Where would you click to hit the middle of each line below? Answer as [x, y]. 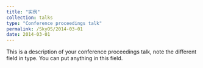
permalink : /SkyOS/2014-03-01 [45, 29]
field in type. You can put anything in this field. [65, 58]
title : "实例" [23, 12]
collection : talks [30, 18]
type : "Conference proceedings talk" [54, 23]
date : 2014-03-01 [28, 35]
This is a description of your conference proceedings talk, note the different [101, 52]
